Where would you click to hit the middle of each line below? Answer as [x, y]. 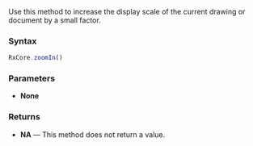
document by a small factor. [55, 20]
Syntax [23, 41]
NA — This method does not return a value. [93, 134]
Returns [24, 117]
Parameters [32, 78]
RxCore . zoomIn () [36, 58]
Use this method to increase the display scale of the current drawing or [127, 12]
